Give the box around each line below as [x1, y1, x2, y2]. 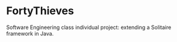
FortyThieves [6, 4, 74, 18]
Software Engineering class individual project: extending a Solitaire [6, 24, 172, 31]
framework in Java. [6, 30, 54, 37]
